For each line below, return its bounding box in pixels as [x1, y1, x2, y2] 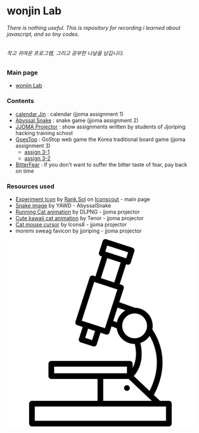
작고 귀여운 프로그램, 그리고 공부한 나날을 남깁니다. [7, 49, 124, 57]
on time [15, 167, 34, 174]
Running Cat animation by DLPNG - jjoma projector [15, 208, 140, 215]
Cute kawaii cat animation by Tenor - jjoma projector [15, 214, 144, 221]
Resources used [7, 182, 55, 190]
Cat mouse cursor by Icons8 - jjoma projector [15, 221, 127, 228]
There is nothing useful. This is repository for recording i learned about [7, 24, 181, 31]
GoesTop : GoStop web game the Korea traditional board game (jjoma [15, 136, 186, 143]
